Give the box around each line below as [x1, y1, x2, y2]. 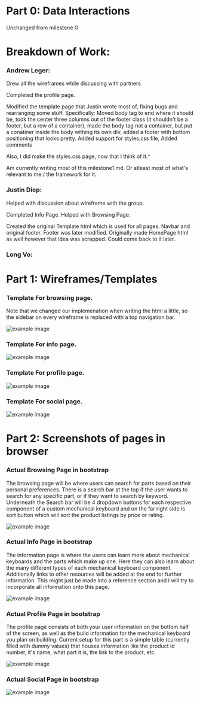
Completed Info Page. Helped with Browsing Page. [6, 211, 131, 218]
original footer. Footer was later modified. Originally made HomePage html [6, 229, 189, 236]
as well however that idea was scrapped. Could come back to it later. [6, 235, 176, 242]
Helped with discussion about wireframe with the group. [6, 199, 144, 206]
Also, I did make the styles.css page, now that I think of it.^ [6, 153, 150, 160]
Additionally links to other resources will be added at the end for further [6, 570, 182, 578]
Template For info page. [6, 340, 76, 348]
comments [6, 141, 33, 148]
